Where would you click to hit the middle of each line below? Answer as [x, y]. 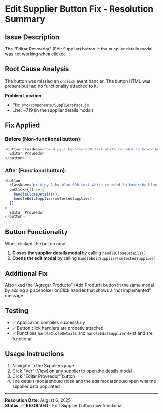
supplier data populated [36, 386]
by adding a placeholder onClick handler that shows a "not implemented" [78, 290]
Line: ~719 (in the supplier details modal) [53, 110]
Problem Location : [24, 95]
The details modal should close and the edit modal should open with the [84, 381]
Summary [25, 19]
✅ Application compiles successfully [49, 322]
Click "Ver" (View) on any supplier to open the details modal [72, 371]
